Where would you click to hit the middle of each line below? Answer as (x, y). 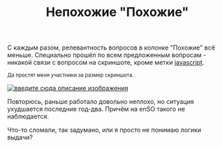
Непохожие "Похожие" (117, 12)
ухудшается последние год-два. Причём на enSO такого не (96, 109)
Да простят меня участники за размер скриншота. (71, 75)
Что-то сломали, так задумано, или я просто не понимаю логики (104, 130)
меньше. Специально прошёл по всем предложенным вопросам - (107, 55)
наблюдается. (28, 116)
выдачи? (20, 137)
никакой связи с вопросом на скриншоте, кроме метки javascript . (106, 63)
